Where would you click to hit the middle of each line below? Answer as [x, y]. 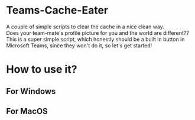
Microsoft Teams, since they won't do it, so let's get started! [79, 46]
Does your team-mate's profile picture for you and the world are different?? [97, 33]
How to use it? [42, 69]
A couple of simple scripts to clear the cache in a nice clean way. [85, 27]
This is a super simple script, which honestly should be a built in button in [95, 39]
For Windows [31, 91]
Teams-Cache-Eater [57, 10]
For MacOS [27, 111]
